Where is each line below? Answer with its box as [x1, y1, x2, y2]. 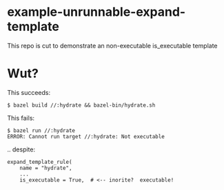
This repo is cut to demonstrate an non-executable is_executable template [7, 41, 218, 50]
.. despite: [7, 145, 36, 154]
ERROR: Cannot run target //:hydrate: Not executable [7, 133, 165, 140]
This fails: [7, 114, 35, 122]
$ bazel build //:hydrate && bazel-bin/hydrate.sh [7, 101, 156, 109]
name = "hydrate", [19, 165, 72, 171]
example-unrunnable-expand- [7, 4, 186, 20]
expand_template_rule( [7, 158, 72, 165]
